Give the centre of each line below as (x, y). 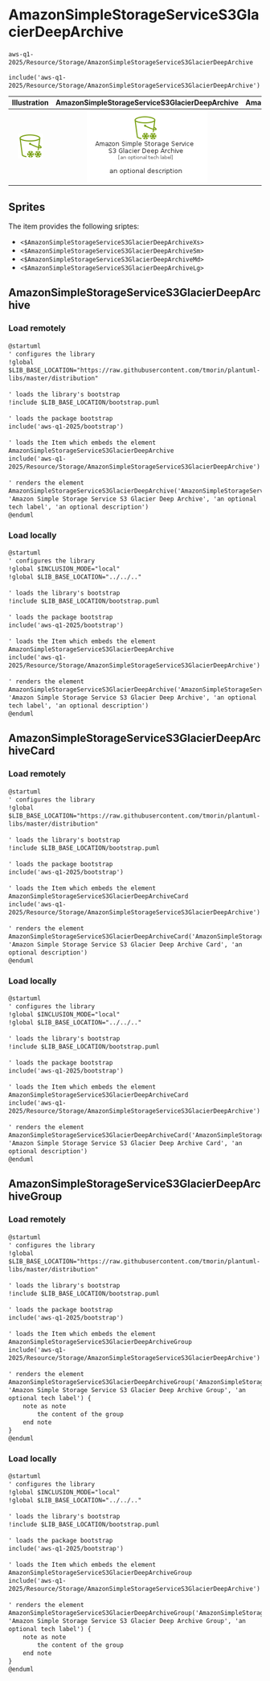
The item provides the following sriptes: (74, 226)
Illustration (31, 103)
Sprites (27, 207)
